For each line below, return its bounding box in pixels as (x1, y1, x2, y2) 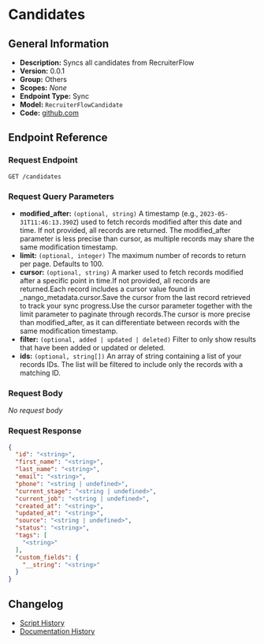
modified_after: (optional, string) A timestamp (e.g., (19, 208, 199, 218)
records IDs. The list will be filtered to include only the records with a (19, 359, 244, 369)
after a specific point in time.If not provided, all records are (19, 275, 210, 285)
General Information (8, 37, 110, 51)
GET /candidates (8, 172, 61, 181)
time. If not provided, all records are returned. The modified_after (19, 225, 231, 234)
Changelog (8, 597, 64, 611)
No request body (8, 406, 63, 415)
